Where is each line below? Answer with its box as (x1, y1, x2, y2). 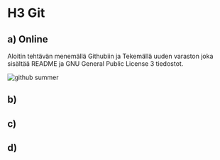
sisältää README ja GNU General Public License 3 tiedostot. (7, 59, 184, 68)
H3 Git (7, 5, 45, 21)
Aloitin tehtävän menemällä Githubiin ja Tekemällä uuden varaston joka (7, 52, 214, 60)
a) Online (7, 33, 48, 45)
